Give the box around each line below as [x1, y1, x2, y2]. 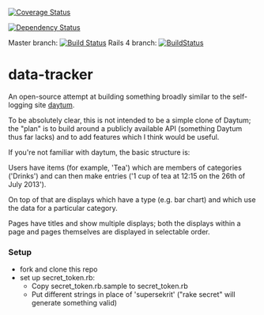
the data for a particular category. [8, 203, 119, 212]
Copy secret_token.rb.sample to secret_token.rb [31, 281, 188, 291]
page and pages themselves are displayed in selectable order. [8, 227, 211, 236]
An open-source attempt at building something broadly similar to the [8, 92, 231, 101]
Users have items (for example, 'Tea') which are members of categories [8, 163, 243, 172]
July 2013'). [8, 179, 47, 189]
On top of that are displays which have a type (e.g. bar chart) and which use [8, 194, 256, 204]
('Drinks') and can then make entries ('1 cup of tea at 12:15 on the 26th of [8, 171, 246, 181]
